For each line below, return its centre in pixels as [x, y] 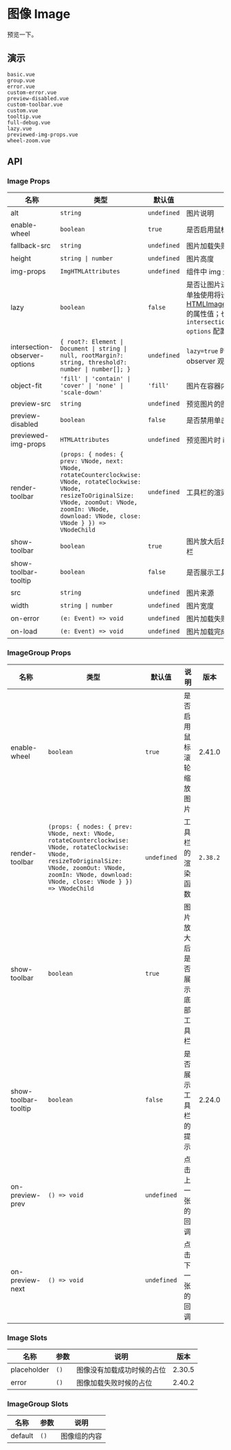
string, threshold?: [93, 362]
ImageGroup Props [39, 653]
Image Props [29, 181]
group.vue [21, 80]
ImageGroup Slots [38, 1404]
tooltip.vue [24, 116]
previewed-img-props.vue [43, 135]
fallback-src [31, 246]
